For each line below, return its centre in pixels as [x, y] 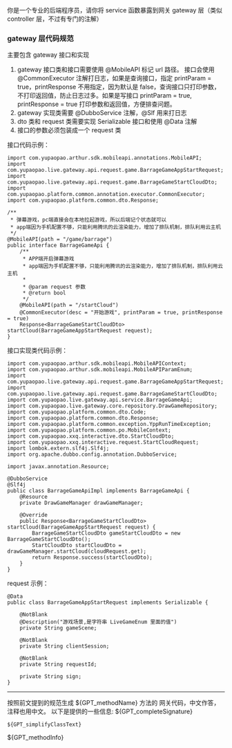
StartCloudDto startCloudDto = [77, 546]
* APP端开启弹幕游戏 [48, 259]
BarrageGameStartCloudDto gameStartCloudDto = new [106, 533]
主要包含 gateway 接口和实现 [48, 55]
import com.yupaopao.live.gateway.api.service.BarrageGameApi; [100, 400]
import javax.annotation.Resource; [58, 467]
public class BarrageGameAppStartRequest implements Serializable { [108, 603]
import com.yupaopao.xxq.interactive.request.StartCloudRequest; [103, 443]
